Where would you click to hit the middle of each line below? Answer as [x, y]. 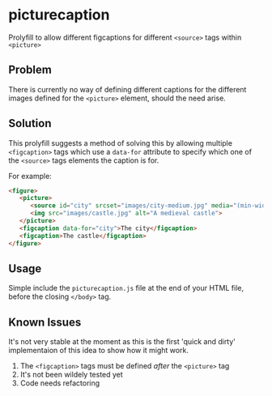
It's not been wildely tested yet [71, 375]
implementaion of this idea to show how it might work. [98, 351]
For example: [30, 176]
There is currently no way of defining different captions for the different [127, 89]
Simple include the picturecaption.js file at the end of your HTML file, [126, 288]
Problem [30, 70]
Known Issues [45, 322]
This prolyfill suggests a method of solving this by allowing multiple [121, 143]
